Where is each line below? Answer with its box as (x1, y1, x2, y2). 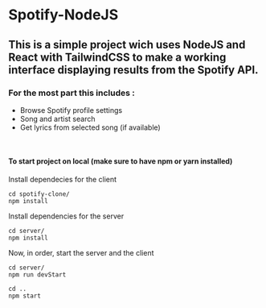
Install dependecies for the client (8, 175, 117, 185)
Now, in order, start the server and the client (8, 248, 154, 258)
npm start (8, 292, 42, 300)
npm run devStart (8, 271, 67, 279)
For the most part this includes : (8, 87, 135, 98)
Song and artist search (19, 114, 96, 123)
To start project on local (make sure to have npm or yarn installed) (8, 156, 233, 166)
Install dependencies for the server (8, 211, 125, 221)
